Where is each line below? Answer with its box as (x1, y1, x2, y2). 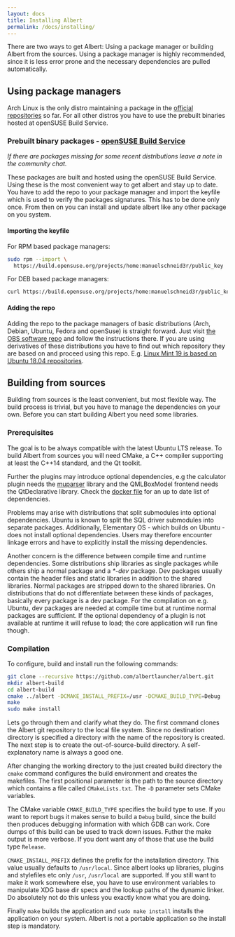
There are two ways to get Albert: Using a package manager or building (7, 43, 213, 51)
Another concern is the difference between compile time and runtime (7, 551, 206, 560)
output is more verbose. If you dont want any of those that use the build (7, 835, 214, 844)
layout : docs (7, 10, 45, 18)
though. (7, 626, 30, 635)
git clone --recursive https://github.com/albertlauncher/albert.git (7, 673, 215, 680)
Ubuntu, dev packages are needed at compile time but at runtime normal (7, 604, 217, 612)
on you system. (7, 210, 52, 219)
